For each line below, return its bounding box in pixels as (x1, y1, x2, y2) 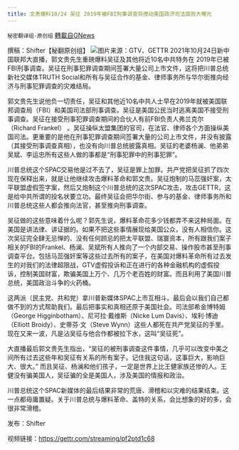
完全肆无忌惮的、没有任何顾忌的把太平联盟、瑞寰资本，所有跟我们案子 (26, 234, 232, 242)
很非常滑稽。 (7, 404, 45, 412)
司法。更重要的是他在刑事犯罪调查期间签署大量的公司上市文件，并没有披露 (13, 132, 232, 141)
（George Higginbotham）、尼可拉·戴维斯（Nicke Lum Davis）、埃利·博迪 (7, 311, 218, 320)
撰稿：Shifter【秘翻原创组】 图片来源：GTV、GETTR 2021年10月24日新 (7, 46, 224, 54)
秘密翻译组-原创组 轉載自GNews (7, 31, 95, 39)
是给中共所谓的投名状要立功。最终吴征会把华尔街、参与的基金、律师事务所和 (7, 192, 232, 200)
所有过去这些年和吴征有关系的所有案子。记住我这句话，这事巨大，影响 (13, 353, 219, 362)
